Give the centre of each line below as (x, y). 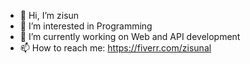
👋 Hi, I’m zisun (49, 15)
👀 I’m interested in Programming (86, 26)
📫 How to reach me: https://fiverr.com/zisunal (115, 48)
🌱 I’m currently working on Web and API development (130, 36)
